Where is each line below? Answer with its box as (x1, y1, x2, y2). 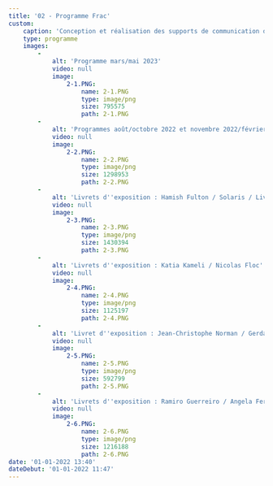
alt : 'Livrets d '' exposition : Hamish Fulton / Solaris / (51, 193, 253, 202)
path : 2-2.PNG (80, 178, 129, 187)
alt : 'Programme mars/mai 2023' (51, 58, 162, 66)
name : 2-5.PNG (80, 359, 129, 368)
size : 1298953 (80, 171, 129, 179)
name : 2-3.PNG (80, 223, 129, 232)
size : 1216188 (80, 442, 129, 451)
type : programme (23, 34, 79, 43)
